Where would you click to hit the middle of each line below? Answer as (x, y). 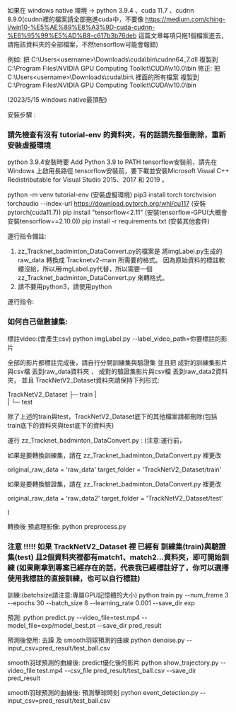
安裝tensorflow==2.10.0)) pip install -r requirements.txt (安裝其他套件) (108, 221)
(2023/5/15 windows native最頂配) (57, 100)
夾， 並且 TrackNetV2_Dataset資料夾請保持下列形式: (83, 380)
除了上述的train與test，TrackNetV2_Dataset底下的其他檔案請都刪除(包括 (112, 416)
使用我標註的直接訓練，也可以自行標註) (74, 578)
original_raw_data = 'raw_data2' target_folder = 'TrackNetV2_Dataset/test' (116, 498)
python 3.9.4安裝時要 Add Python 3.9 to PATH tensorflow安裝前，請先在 (112, 162)
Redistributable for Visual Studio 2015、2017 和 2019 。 (88, 180)
